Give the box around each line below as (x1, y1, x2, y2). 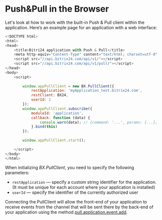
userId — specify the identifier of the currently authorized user (12, 189, 139, 195)
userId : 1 (31, 97, 51, 102)
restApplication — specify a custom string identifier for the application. (12, 179, 157, 185)
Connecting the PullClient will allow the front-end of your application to (5, 199, 147, 205)
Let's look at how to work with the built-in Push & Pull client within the (5, 19, 145, 25)
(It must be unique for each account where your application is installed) (12, 185, 156, 190)
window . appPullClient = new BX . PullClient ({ (22, 84, 114, 88)
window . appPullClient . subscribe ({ (22, 106, 92, 111)
